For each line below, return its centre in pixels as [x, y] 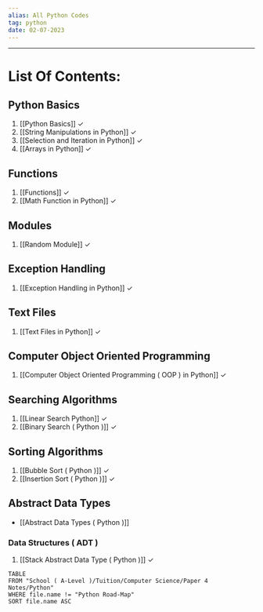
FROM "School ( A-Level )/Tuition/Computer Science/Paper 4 [108, 581]
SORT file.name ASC [40, 602]
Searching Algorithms [63, 400]
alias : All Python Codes [49, 15]
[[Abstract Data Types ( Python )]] [74, 522]
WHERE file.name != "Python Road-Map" [71, 595]
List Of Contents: [65, 76]
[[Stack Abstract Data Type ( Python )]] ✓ [86, 560]
